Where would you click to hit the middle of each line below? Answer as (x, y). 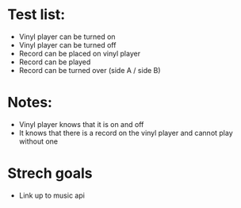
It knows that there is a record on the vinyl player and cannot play (126, 133)
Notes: (30, 103)
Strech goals (50, 173)
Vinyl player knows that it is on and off (81, 124)
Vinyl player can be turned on (67, 37)
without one (38, 141)
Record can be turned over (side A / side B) (90, 70)
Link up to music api (52, 195)
